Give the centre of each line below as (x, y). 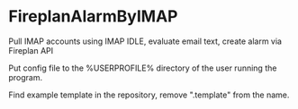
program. (26, 77)
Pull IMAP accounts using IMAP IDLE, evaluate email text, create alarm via (145, 41)
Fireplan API (31, 50)
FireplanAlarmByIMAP (93, 17)
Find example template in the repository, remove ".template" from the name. (149, 95)
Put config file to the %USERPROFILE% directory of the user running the (143, 68)
